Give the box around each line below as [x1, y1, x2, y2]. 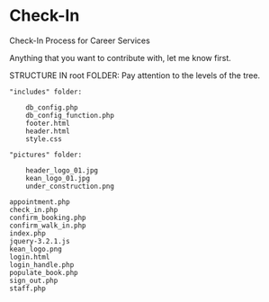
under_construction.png [25, 182, 115, 191]
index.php [9, 228, 47, 238]
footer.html [25, 119, 70, 128]
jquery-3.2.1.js [9, 236, 70, 245]
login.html [9, 253, 50, 262]
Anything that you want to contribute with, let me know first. [9, 52, 232, 63]
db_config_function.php [25, 111, 115, 120]
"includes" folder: [9, 87, 83, 96]
